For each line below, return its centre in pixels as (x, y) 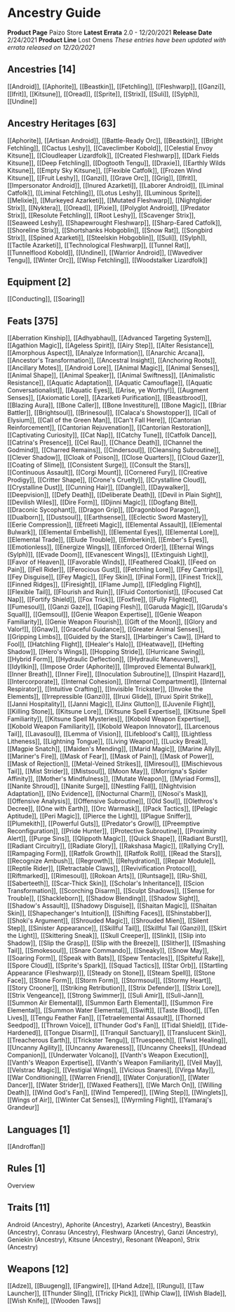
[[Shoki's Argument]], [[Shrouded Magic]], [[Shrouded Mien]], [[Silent (108, 921)
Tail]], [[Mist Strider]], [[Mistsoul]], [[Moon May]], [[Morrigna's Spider (108, 771)
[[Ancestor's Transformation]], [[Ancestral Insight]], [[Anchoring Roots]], (112, 361)
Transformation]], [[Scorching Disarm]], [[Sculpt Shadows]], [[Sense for (111, 891)
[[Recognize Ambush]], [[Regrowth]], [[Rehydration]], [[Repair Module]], (112, 861)
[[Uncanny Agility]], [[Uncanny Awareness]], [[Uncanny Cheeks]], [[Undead (117, 1048)
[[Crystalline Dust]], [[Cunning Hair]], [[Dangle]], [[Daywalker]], (99, 487)
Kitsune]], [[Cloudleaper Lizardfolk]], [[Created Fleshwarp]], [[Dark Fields (113, 155)
